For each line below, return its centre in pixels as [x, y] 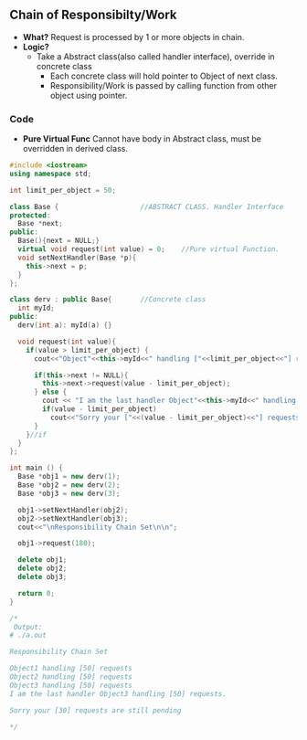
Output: [28, 627]
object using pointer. [89, 95]
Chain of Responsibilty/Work [93, 15]
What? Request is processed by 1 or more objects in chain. [133, 37]
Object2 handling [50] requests [71, 677]
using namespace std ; [51, 174]
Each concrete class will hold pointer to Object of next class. [164, 76]
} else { [50, 392]
